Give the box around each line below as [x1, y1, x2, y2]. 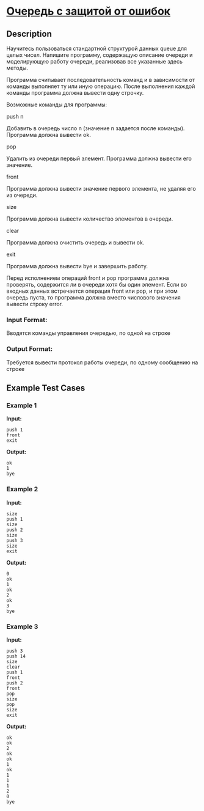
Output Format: [6, 345, 53, 353]
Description [6, 29, 52, 39]
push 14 [6, 653, 26, 659]
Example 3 [6, 622, 38, 631]
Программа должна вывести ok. [6, 131, 92, 138]
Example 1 [6, 401, 37, 409]
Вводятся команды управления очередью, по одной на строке [6, 329, 171, 337]
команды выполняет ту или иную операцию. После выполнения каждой [6, 83, 195, 90]
